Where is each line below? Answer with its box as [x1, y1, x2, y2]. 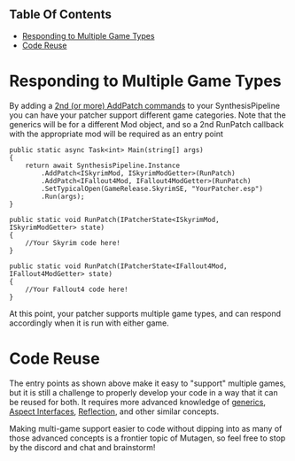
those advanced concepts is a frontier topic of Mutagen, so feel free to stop [9, 433, 286, 443]
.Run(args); [41, 192, 86, 201]
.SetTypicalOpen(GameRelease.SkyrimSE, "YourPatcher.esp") [41, 184, 264, 193]
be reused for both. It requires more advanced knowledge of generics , [9, 396, 267, 407]
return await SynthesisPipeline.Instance [25, 161, 180, 170]
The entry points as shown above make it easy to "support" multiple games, [9, 378, 286, 388]
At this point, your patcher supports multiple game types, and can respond [9, 308, 282, 319]
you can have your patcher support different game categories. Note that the [9, 110, 286, 120]
